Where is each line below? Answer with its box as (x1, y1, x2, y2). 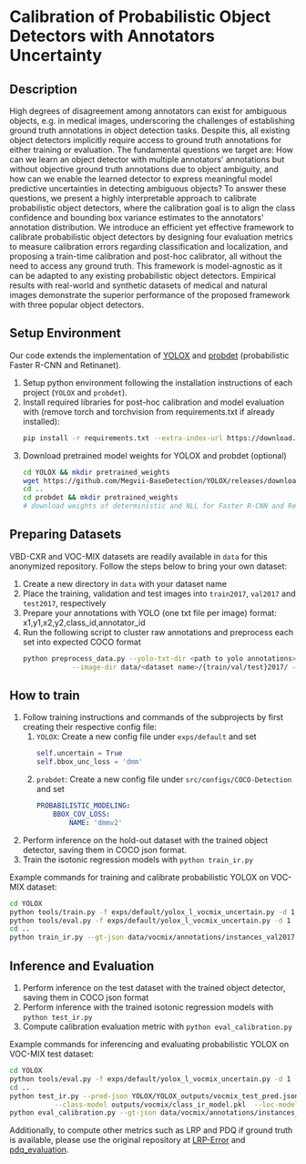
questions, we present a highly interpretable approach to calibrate (9, 193, 258, 203)
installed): (22, 416, 61, 427)
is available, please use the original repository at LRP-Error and (9, 1135, 246, 1146)
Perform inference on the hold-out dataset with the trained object (22, 834, 269, 845)
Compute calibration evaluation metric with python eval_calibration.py (22, 1021, 293, 1032)
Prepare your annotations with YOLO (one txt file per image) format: (22, 607, 278, 618)
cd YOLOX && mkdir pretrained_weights (22, 468, 170, 477)
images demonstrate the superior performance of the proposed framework (9, 290, 291, 300)
